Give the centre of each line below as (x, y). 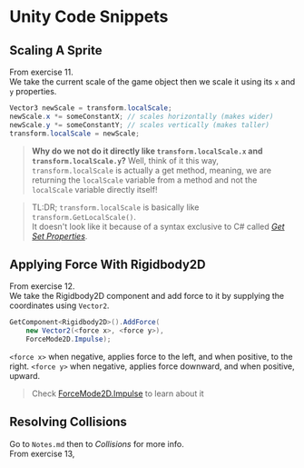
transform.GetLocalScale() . (83, 216)
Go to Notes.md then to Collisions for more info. (97, 443)
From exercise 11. (42, 72)
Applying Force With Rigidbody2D (108, 264)
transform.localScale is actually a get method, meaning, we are (152, 170)
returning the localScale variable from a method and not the (144, 180)
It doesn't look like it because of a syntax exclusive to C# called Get (158, 226)
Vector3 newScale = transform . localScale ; (91, 108)
